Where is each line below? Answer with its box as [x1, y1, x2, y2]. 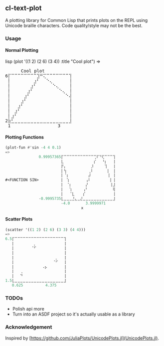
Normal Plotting [5, 47, 38, 53]
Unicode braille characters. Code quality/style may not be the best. [5, 22, 143, 28]
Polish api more [12, 306, 45, 312]
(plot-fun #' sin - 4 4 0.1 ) [5, 145, 61, 150]
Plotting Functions [5, 134, 44, 140]
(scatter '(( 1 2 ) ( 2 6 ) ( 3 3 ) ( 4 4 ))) [5, 227, 86, 232]
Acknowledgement [5, 324, 52, 331]
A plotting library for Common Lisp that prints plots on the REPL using [5, 17, 148, 23]
